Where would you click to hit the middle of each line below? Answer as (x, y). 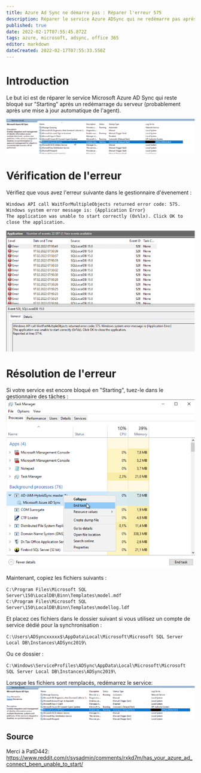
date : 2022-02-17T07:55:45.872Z (46, 32)
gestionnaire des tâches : (37, 396)
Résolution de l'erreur (61, 373)
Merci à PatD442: (28, 751)
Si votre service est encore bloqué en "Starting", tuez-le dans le (85, 390)
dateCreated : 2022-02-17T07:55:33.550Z (56, 51)
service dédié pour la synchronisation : (54, 625)
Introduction (38, 81)
